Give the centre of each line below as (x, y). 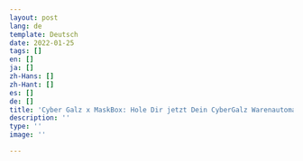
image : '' (28, 135)
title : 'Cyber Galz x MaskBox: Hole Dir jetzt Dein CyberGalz (129, 110)
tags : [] (26, 51)
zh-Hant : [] (32, 85)
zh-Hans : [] (32, 76)
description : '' (40, 118)
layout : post (34, 18)
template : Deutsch (44, 34)
